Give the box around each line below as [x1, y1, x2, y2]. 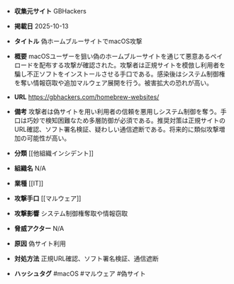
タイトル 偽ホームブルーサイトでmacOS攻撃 [13, 37, 143, 45]
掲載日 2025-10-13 [13, 22, 69, 30]
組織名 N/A [13, 164, 46, 172]
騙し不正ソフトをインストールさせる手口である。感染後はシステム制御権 [13, 70, 225, 78]
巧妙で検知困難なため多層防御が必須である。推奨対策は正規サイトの [26, 116, 225, 125]
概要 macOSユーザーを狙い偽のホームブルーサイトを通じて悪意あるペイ [13, 52, 223, 60]
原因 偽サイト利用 [13, 239, 66, 247]
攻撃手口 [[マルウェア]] [13, 194, 82, 203]
